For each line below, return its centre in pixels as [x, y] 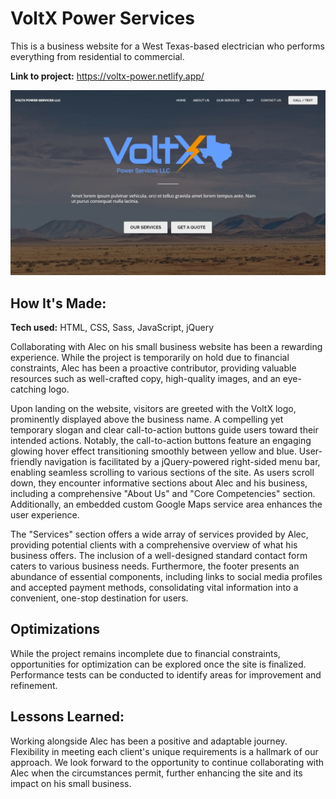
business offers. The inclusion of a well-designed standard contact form [159, 556]
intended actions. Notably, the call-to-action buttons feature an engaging [161, 441]
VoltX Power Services [102, 18]
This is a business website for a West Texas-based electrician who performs [167, 46]
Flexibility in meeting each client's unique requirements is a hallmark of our [164, 751]
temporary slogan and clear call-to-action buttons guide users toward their [164, 430]
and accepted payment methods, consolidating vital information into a [154, 588]
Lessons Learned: [67, 717]
